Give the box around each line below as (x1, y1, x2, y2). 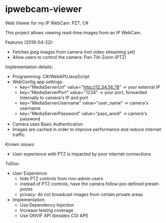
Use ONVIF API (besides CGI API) (19, 213, 88, 219)
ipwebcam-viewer (5, 3, 82, 15)
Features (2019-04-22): (5, 39, 54, 45)
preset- (145, 181, 160, 187)
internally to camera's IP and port (19, 95, 88, 101)
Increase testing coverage (19, 207, 74, 213)
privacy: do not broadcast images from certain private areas (19, 191, 143, 197)
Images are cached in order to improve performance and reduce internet (12, 126, 162, 132)
